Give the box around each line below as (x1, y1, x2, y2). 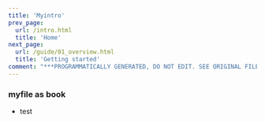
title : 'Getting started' (15, 56, 101, 64)
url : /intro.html (15, 26, 73, 34)
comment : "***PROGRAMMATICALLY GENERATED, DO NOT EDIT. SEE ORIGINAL (8, 63, 242, 71)
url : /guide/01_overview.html (15, 48, 114, 56)
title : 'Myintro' (8, 11, 65, 20)
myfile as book (8, 88, 66, 99)
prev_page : (8, 19, 44, 27)
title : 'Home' (15, 33, 62, 42)
